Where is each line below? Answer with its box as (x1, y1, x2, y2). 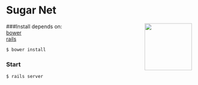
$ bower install (6, 46, 46, 53)
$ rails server (6, 74, 44, 80)
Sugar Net (6, 4, 57, 17)
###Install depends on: (6, 23, 62, 30)
